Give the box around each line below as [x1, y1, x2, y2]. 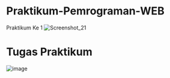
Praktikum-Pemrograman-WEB [6, 4, 165, 18]
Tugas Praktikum [6, 45, 93, 59]
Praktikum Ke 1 [6, 24, 43, 31]
